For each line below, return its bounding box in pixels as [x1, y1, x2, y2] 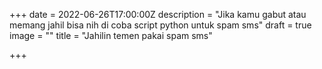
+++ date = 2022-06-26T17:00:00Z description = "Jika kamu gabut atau [9, 9, 307, 20]
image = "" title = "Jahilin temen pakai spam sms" [9, 30, 213, 41]
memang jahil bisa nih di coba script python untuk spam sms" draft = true [9, 19, 312, 31]
